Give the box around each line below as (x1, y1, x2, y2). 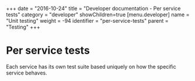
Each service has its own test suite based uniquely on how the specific (6, 63, 176, 70)
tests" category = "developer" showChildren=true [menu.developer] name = (6, 11, 190, 18)
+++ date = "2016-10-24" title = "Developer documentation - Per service (6, 5, 181, 12)
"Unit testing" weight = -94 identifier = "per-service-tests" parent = (6, 17, 169, 24)
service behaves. (6, 69, 48, 76)
